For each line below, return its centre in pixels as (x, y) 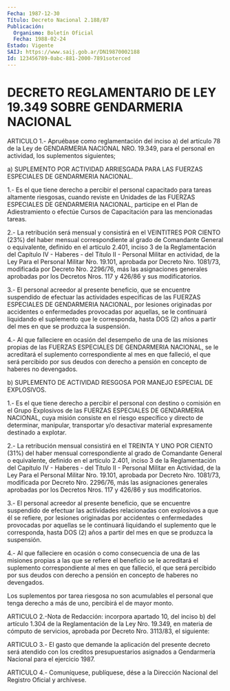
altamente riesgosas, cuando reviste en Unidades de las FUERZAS (101, 197)
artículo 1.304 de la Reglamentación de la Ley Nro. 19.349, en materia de (110, 623)
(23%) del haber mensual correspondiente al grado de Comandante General (115, 239)
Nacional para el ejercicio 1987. (51, 659)
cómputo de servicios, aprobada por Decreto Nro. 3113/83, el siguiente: (108, 631)
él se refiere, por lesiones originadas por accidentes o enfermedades (105, 517)
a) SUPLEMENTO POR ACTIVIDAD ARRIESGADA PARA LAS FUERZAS (105, 169)
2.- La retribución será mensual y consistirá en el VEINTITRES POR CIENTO (114, 232)
